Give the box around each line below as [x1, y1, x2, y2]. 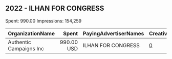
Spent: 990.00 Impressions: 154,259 [5, 17, 82, 24]
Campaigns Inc [8, 45, 45, 52]
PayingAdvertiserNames [82, 30, 144, 37]
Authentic [8, 38, 32, 46]
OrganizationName [8, 30, 55, 37]
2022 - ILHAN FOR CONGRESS [5, 4, 104, 13]
